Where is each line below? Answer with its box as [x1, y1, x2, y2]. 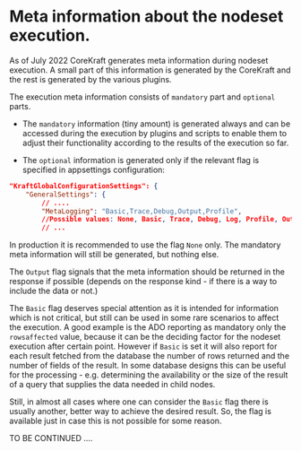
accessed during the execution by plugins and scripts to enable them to [21, 127, 288, 138]
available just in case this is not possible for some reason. [9, 415, 222, 427]
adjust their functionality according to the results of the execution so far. [21, 137, 289, 148]
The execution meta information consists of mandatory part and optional [9, 91, 276, 102]
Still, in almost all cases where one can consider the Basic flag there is [9, 396, 269, 407]
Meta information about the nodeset [9, 6, 284, 27]
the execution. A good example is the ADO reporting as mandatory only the [9, 322, 287, 333]
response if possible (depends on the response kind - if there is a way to [9, 276, 278, 287]
